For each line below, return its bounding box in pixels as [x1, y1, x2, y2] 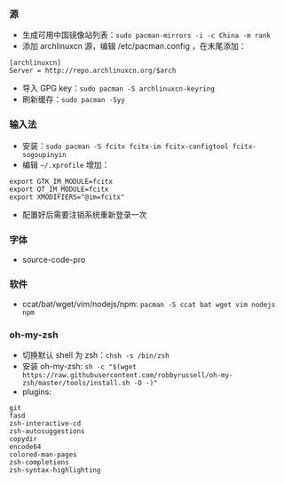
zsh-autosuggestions [9, 427, 86, 436]
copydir [9, 435, 38, 444]
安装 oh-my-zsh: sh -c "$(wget [21, 361, 138, 372]
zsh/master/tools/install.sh [21, 379, 130, 388]
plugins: [21, 386, 51, 397]
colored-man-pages [9, 450, 77, 459]
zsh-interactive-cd [9, 419, 82, 428]
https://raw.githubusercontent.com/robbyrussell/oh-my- [21, 371, 233, 380]
